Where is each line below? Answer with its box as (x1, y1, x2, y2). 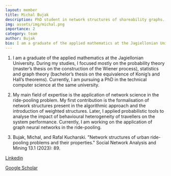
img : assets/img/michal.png (5, 21, 65, 27)
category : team (5, 31, 38, 36)
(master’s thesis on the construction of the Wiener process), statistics (12, 65, 159, 71)
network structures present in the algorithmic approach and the (12, 103, 146, 109)
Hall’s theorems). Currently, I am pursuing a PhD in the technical (12, 76, 147, 82)
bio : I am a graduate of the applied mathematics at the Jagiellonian (5, 41, 158, 46)
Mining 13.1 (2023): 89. (12, 145, 61, 151)
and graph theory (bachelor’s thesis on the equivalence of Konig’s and (12, 71, 160, 77)
